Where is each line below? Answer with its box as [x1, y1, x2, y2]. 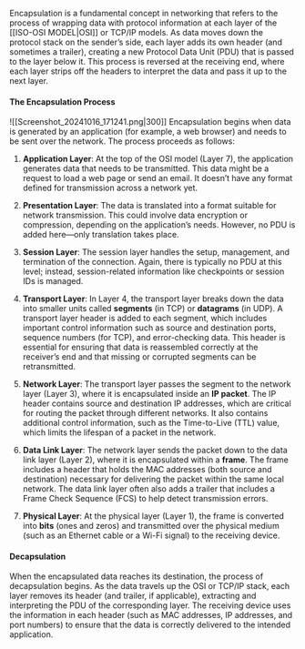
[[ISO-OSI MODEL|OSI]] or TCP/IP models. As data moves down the [9, 27, 264, 37]
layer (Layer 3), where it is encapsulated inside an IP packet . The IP [22, 389, 277, 400]
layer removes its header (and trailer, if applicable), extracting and [9, 591, 257, 602]
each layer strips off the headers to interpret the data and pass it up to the [9, 66, 288, 76]
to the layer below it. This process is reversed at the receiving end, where [9, 56, 285, 66]
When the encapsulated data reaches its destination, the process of [9, 571, 264, 582]
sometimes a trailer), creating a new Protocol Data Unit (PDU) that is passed [9, 46, 294, 57]
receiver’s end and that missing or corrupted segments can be [22, 351, 257, 362]
